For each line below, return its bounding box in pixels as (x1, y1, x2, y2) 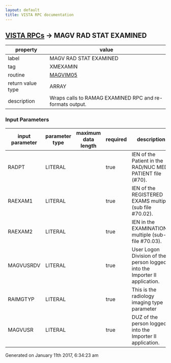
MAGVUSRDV (8, 261, 41, 269)
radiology (131, 292, 155, 299)
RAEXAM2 (8, 228, 33, 235)
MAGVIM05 (49, 71, 78, 79)
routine (8, 71, 25, 79)
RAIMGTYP (8, 296, 35, 303)
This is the (131, 286, 157, 293)
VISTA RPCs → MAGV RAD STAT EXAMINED (5, 31, 147, 40)
